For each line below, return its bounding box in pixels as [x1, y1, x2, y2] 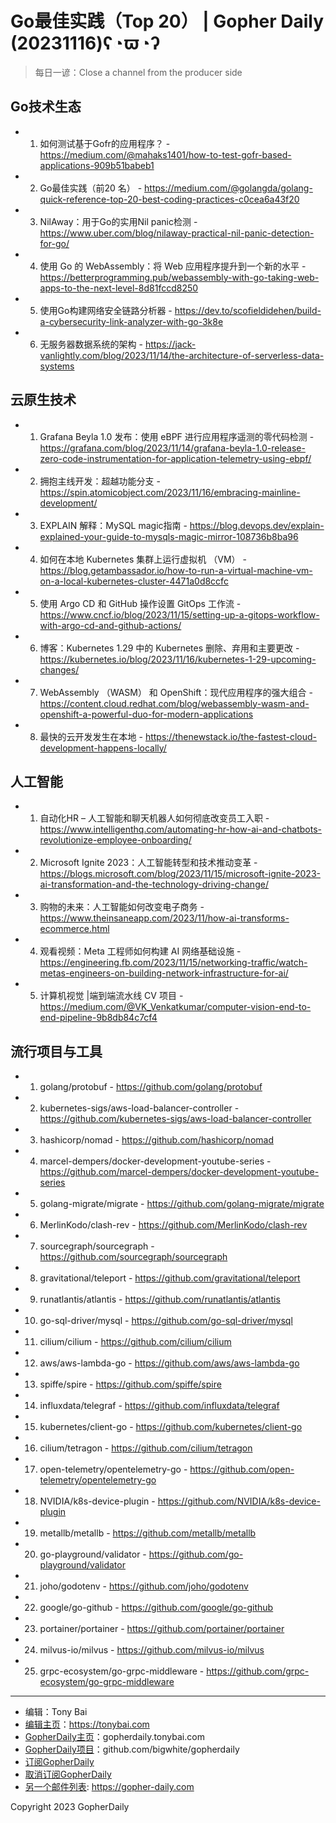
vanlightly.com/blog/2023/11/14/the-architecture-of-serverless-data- [39, 349, 325, 361]
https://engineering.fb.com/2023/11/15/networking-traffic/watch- [39, 957, 308, 969]
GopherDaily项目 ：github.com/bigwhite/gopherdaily [24, 1743, 240, 1756]
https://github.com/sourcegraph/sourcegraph [39, 1251, 228, 1263]
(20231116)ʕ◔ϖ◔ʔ [10, 32, 161, 55]
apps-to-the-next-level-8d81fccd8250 [39, 282, 199, 294]
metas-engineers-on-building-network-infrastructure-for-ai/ [39, 967, 289, 979]
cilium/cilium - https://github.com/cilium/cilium [39, 1336, 232, 1348]
